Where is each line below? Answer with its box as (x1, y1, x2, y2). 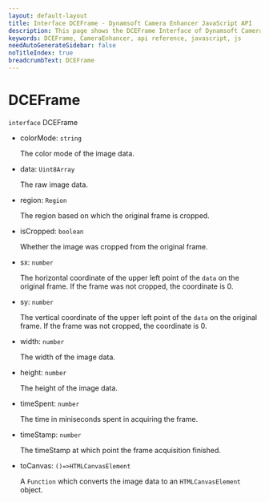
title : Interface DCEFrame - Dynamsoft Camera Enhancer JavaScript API (8, 19, 252, 27)
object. (19, 484, 43, 494)
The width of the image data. (19, 352, 116, 362)
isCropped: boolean (19, 226, 84, 236)
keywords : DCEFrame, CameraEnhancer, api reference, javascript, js (8, 34, 242, 43)
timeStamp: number (19, 430, 82, 439)
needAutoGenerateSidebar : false (8, 42, 116, 50)
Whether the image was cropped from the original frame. (19, 241, 208, 251)
